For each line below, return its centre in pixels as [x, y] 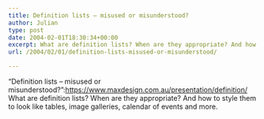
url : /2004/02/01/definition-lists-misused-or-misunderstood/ [113, 52]
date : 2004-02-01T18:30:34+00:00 [63, 37]
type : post [26, 30]
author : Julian [33, 23]
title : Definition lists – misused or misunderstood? [99, 15]
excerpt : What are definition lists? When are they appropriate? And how [132, 45]
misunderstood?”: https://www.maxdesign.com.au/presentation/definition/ [128, 90]
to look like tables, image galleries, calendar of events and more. [113, 106]
